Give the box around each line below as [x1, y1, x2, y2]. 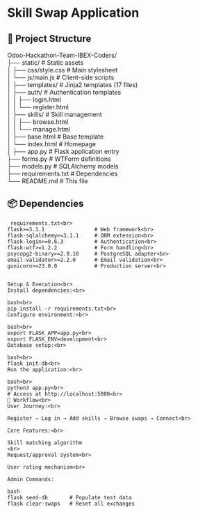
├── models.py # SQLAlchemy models [7, 162, 119, 170]
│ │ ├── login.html [7, 95, 61, 104]
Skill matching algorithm [7, 439, 82, 446]
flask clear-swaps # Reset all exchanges [7, 500, 135, 507]
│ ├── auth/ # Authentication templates [7, 88, 122, 96]
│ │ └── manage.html [7, 125, 71, 133]
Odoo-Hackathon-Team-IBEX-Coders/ [7, 51, 117, 59]
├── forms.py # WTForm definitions [7, 155, 111, 163]
